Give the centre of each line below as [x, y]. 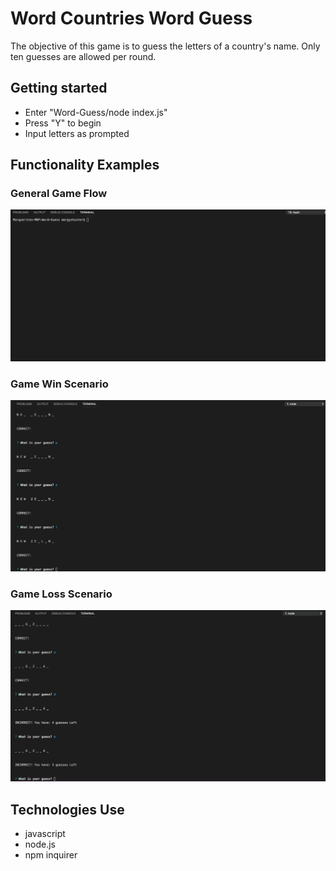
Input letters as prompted [77, 133]
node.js [40, 844]
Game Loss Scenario [61, 594]
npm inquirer [51, 855]
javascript [45, 834]
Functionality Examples [85, 165]
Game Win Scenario [59, 384]
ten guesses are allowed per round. [83, 56]
